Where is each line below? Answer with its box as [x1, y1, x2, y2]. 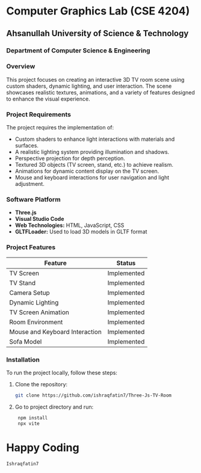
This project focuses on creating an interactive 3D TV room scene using [6, 76, 185, 83]
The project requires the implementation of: [6, 124, 114, 131]
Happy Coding [6, 441, 79, 454]
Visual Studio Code [14, 215, 64, 223]
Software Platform [6, 196, 61, 204]
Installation [6, 355, 40, 363]
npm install [17, 415, 48, 421]
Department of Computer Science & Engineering [6, 46, 150, 55]
